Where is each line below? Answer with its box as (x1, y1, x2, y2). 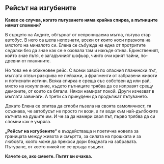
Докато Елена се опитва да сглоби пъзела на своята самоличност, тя (5, 103, 152, 109)
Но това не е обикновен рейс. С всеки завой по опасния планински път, (5, 67, 157, 73)
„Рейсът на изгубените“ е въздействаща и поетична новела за (5, 128, 139, 134)
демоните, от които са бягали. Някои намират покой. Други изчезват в (5, 88, 155, 94)
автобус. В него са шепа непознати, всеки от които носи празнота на (5, 37, 151, 43)
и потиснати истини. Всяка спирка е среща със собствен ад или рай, (5, 78, 151, 83)
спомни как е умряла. (5, 118, 52, 124)
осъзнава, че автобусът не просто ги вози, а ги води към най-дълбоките (5, 108, 158, 114)
